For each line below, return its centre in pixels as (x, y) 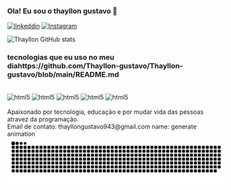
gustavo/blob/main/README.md (63, 75)
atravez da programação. (43, 119)
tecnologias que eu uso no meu (61, 57)
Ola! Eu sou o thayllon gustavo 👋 (62, 11)
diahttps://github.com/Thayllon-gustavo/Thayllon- (95, 66)
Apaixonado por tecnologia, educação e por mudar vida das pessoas (105, 112)
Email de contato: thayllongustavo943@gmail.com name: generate (102, 126)
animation (21, 133)
